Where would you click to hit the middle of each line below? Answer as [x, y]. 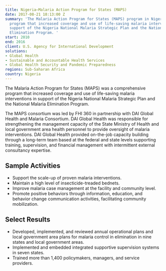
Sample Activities [33, 166]
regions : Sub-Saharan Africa [35, 70]
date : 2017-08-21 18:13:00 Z [35, 14]
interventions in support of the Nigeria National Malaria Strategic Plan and [80, 98]
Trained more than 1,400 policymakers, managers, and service [76, 258]
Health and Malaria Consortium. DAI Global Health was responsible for [77, 119]
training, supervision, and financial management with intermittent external [80, 145]
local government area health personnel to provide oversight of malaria [77, 129]
